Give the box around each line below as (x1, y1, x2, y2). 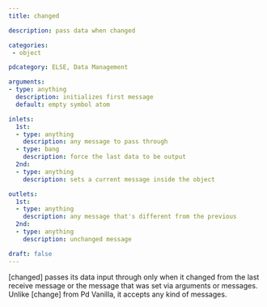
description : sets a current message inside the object (23, 175, 216, 183)
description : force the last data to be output (23, 153, 186, 161)
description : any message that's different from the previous (23, 212, 237, 221)
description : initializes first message (15, 93, 154, 101)
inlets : (8, 115, 35, 123)
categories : (8, 41, 49, 49)
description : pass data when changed (8, 26, 136, 35)
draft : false (8, 249, 53, 258)
